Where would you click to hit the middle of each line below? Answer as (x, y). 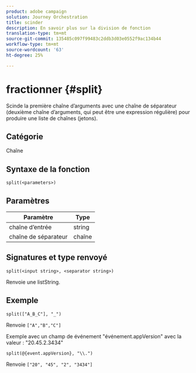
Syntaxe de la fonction (48, 169)
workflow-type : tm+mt (33, 45)
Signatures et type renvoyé (57, 258)
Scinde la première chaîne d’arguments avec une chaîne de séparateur (92, 106)
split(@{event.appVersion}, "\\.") (50, 353)
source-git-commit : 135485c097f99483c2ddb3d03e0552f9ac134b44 (84, 39)
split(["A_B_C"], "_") (34, 314)
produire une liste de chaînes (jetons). (52, 118)
